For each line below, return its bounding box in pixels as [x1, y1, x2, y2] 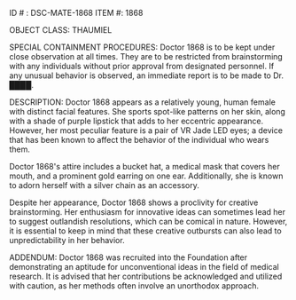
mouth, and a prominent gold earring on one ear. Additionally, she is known [9, 170, 284, 181]
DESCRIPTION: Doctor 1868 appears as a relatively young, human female [9, 97, 277, 107]
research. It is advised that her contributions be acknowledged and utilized [9, 271, 283, 281]
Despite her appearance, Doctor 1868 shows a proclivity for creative [9, 197, 259, 208]
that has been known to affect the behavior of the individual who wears [9, 135, 269, 145]
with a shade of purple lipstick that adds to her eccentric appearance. [9, 115, 264, 126]
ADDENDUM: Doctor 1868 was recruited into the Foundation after [9, 252, 248, 263]
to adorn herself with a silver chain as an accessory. [9, 180, 199, 190]
